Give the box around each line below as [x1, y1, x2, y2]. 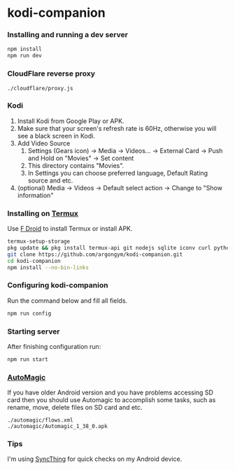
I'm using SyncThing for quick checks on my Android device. [7, 455, 183, 463]
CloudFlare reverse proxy [7, 69, 96, 78]
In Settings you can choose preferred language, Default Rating [27, 169, 208, 177]
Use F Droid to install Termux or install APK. [7, 225, 133, 233]
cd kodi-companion [7, 257, 61, 264]
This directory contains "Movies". [27, 161, 124, 169]
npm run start [7, 355, 49, 363]
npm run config [7, 310, 52, 317]
